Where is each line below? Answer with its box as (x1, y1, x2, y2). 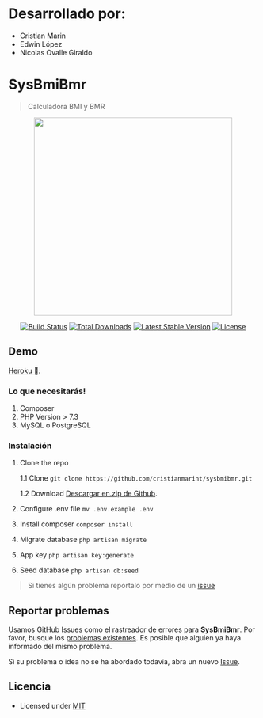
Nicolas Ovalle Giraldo (19, 47, 93, 57)
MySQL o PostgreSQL (19, 420, 91, 430)
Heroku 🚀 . (8, 366, 41, 375)
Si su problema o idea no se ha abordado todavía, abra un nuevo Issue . (8, 657, 240, 667)
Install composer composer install (19, 519, 133, 529)
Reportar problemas (8, 603, 109, 617)
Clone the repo (19, 458, 69, 468)
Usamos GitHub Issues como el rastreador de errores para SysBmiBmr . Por (8, 625, 255, 634)
